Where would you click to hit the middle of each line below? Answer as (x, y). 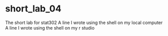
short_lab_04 (33, 9)
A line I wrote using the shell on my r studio (50, 27)
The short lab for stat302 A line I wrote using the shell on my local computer (84, 22)
